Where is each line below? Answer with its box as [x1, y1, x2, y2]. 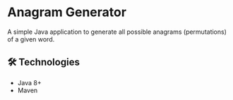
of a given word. [7, 35, 55, 43]
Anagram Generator [7, 4, 127, 20]
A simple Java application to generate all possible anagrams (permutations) [7, 27, 227, 36]
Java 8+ [17, 78, 42, 87]
